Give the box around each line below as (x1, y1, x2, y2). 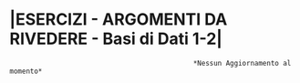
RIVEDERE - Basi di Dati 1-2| (9, 28, 223, 49)
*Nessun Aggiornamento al (192, 58, 292, 67)
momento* (9, 67, 43, 76)
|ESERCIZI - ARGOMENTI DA (9, 9, 228, 30)
